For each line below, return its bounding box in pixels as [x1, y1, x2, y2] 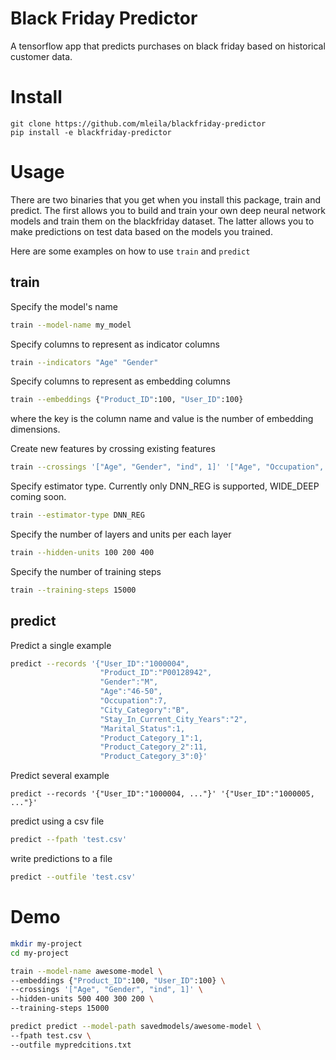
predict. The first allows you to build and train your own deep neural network [10, 204, 326, 216]
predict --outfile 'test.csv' [10, 872, 137, 882]
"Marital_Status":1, [99, 723, 186, 734]
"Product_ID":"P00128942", [99, 668, 213, 678]
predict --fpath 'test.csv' [10, 835, 128, 845]
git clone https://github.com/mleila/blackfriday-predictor [10, 118, 267, 129]
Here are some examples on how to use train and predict [10, 245, 251, 257]
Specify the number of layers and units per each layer [10, 528, 232, 540]
